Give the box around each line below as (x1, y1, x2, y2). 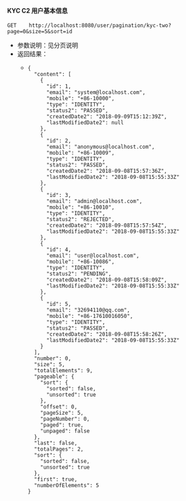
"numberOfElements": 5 (33, 482, 100, 489)
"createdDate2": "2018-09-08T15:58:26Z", (46, 331, 167, 338)
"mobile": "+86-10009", (46, 149, 115, 157)
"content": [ (33, 71, 71, 78)
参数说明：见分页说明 (17, 41, 78, 50)
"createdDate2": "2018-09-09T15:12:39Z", (46, 113, 167, 120)
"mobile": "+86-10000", (46, 95, 115, 102)
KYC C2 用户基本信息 (7, 6, 68, 15)
